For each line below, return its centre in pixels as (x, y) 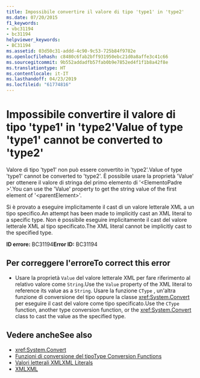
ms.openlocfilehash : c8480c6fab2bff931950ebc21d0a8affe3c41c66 (87, 57)
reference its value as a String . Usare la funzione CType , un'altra (95, 291)
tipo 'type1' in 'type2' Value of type (95, 128)
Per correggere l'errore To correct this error (88, 263)
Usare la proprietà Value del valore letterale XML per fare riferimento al (103, 277)
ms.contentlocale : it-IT (37, 74)
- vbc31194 (20, 29)
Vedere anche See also (49, 335)
